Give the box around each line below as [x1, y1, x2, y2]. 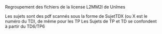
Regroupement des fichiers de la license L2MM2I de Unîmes [5, 4, 126, 10]
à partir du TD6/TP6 [5, 23, 45, 29]
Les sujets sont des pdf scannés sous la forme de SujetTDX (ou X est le [5, 13, 147, 19]
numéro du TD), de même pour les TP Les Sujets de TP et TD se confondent [5, 19, 157, 24]
